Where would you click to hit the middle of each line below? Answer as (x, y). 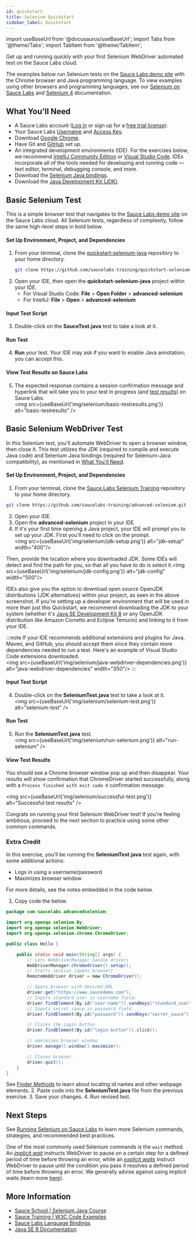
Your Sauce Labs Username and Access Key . (69, 132)
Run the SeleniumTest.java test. (53, 734)
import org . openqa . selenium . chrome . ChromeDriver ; (68, 933)
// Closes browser (49, 1057)
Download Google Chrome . (47, 138)
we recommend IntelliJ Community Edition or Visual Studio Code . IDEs (99, 157)
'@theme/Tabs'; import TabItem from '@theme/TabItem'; (74, 45)
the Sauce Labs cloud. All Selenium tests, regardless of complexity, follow (95, 220)
